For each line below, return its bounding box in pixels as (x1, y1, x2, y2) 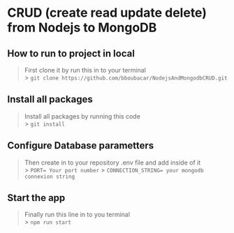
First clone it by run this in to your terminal (24, 66, 147, 74)
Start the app (7, 192, 66, 204)
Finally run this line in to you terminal (24, 211, 131, 219)
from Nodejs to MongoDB (7, 20, 157, 36)
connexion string (24, 173, 75, 180)
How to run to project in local (7, 47, 135, 59)
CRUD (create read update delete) (7, 5, 207, 21)
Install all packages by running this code (24, 112, 141, 120)
